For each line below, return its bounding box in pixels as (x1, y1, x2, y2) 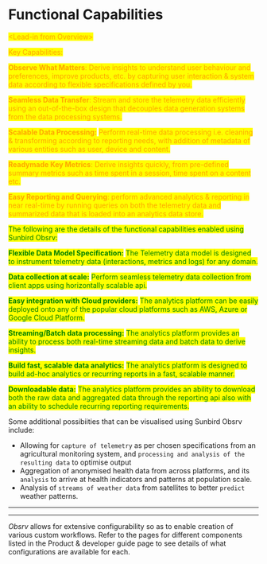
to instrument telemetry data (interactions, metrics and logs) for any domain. (8, 256, 258, 266)
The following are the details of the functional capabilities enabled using (8, 224, 245, 234)
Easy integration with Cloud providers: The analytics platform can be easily (8, 296, 258, 305)
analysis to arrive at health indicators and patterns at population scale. (19, 474, 253, 484)
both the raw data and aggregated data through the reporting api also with (8, 392, 252, 403)
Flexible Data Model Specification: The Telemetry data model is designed (8, 248, 252, 258)
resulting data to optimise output (19, 457, 132, 467)
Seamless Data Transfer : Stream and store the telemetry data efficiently (8, 95, 246, 104)
